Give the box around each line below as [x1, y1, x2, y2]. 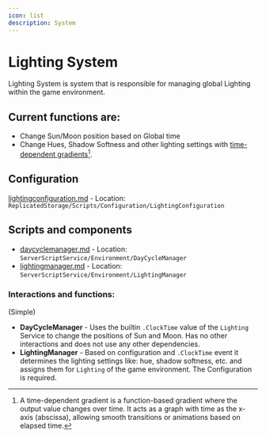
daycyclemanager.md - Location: [19, 244, 128, 254]
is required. [19, 372, 57, 382]
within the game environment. [8, 88, 105, 97]
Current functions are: [8, 110, 121, 123]
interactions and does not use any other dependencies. [19, 339, 200, 349]
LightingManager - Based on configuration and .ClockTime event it [19, 347, 239, 357]
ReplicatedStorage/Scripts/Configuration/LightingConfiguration [8, 202, 225, 210]
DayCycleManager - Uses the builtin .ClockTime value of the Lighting [19, 322, 249, 332]
